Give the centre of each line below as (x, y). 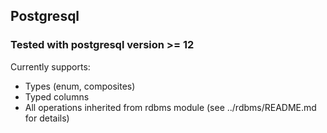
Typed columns (57, 96)
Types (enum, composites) (80, 86)
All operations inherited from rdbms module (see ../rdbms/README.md (170, 107)
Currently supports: (50, 66)
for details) (47, 118)
